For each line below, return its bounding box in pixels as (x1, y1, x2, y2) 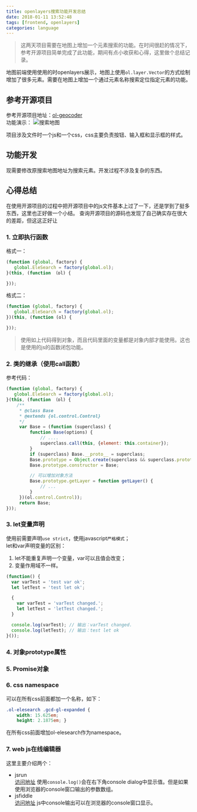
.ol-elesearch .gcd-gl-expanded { (6, 707, 91, 712)
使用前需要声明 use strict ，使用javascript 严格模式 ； (6, 534, 130, 542)
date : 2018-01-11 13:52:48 (6, 14, 72, 20)
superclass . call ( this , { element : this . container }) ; (40, 441, 169, 446)
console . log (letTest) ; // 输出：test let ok (11, 627, 119, 633)
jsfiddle (14, 792, 33, 799)
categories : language (6, 25, 59, 31)
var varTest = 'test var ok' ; (11, 579, 85, 585)
